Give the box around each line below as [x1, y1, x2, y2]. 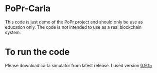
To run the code [5, 47, 70, 57]
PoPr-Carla [5, 3, 51, 14]
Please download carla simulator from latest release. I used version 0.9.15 [5, 62, 152, 68]
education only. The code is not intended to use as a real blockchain [5, 24, 142, 30]
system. [5, 29, 21, 35]
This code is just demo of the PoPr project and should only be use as [5, 19, 143, 25]
